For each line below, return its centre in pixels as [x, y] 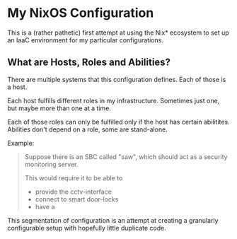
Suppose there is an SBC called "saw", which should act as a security [126, 156]
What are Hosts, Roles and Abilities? [89, 63]
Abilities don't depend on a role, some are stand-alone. [87, 129]
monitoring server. [51, 164]
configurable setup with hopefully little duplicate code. [87, 228]
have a [45, 206]
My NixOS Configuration [81, 13]
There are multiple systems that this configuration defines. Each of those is [117, 79]
